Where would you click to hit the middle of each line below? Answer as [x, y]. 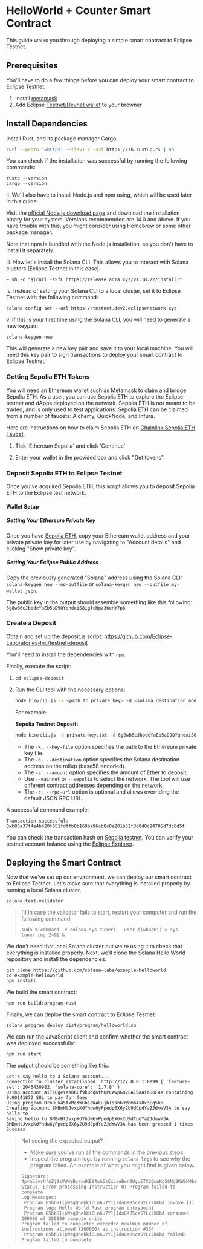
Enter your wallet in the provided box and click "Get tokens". [90, 457]
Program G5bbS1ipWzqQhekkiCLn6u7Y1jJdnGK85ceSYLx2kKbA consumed [106, 1213]
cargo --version [27, 184]
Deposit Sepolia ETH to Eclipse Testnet [64, 473]
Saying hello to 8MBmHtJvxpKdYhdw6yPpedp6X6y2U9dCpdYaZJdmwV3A [88, 1119]
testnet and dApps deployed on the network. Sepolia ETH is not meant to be [101, 403]
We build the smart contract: [42, 992]
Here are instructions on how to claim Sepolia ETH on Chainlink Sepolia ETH [101, 428]
